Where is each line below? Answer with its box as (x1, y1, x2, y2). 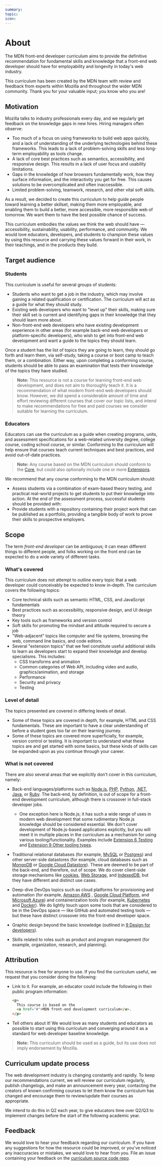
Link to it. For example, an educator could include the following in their (12, 983, 152, 989)
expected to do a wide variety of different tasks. (5, 554, 101, 559)
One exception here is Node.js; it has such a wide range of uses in (19, 811, 151, 817)
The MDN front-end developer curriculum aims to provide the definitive (5, 53, 147, 59)
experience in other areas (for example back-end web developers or (12, 327, 148, 333)
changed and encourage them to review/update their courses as (5, 1093, 133, 1098)
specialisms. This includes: (12, 654, 66, 660)
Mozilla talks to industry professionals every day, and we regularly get (5, 115, 145, 122)
